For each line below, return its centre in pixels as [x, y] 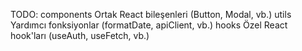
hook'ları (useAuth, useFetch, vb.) [80, 35]
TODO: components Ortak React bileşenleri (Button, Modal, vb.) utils [151, 14]
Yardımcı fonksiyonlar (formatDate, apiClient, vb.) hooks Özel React [149, 25]
